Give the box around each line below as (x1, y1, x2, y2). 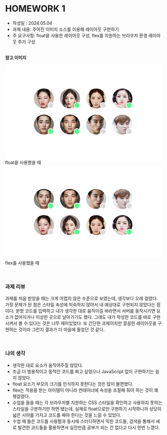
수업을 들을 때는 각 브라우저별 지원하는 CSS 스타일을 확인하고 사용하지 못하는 (12, 399, 163, 406)
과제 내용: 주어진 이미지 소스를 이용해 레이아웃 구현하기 (12, 26, 119, 32)
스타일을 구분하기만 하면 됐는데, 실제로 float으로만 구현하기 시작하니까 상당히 (12, 406, 162, 412)
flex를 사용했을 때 (5, 260, 40, 266)
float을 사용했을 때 (5, 159, 41, 165)
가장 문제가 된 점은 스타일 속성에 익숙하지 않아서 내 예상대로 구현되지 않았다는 (5, 302, 156, 308)
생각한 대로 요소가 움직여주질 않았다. (12, 362, 83, 368)
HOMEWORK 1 (5, 3, 66, 14)
